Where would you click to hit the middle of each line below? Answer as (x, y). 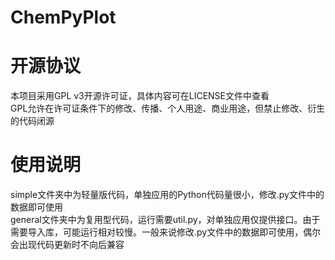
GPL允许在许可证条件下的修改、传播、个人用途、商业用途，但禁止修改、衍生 (168, 108)
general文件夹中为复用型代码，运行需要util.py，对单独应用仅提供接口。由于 (165, 220)
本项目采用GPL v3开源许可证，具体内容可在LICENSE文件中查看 (140, 96)
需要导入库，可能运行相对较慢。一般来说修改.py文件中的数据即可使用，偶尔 (166, 232)
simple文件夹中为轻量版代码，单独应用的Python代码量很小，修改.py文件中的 (167, 195)
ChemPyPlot (63, 17)
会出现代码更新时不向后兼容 (67, 245)
